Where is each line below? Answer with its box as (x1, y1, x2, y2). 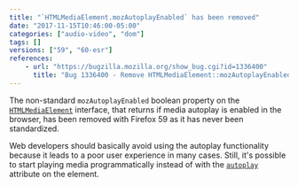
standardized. (9, 123, 59, 134)
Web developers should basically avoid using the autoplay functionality (9, 140, 269, 151)
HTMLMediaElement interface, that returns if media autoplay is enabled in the (9, 104, 282, 115)
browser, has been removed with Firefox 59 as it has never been (9, 113, 244, 124)
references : (9, 54, 53, 63)
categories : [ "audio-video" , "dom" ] (9, 29, 145, 38)
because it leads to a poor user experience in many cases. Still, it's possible (9, 150, 286, 160)
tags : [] (9, 37, 42, 47)
